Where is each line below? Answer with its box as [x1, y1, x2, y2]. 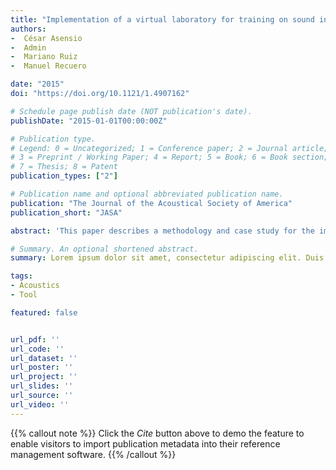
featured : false [10, 307, 78, 318]
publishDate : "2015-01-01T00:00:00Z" [10, 116, 168, 126]
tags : [10, 271, 33, 281]
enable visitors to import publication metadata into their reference [10, 437, 281, 450]
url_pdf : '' [10, 334, 60, 345]
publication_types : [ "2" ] [10, 171, 118, 181]
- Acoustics [10, 281, 60, 291]
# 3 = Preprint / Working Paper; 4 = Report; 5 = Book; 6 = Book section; [10, 152, 329, 163]
